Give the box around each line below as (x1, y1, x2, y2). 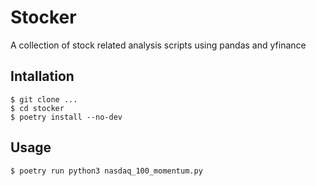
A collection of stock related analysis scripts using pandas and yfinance (10, 39, 307, 51)
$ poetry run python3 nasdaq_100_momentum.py (10, 166, 203, 176)
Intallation (10, 68, 75, 85)
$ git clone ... (10, 94, 78, 105)
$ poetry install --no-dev (10, 112, 123, 122)
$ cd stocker (10, 103, 65, 113)
